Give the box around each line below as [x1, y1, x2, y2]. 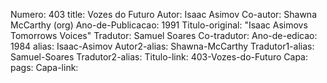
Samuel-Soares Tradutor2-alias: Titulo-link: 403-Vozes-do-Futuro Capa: [10, 51, 308, 63]
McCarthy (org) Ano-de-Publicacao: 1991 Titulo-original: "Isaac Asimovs [10, 19, 308, 31]
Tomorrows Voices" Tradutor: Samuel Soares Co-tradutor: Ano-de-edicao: [10, 30, 318, 41]
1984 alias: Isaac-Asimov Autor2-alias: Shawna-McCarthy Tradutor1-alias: [10, 40, 315, 52]
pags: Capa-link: [10, 62, 79, 73]
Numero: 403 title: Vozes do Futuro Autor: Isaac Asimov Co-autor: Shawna [10, 9, 317, 20]
